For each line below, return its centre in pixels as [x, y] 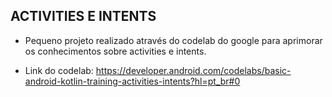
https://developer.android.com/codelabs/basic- [193, 70]
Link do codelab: [59, 70]
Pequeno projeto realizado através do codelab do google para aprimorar [173, 40]
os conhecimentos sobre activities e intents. [115, 51]
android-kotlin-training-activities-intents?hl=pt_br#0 [132, 81]
